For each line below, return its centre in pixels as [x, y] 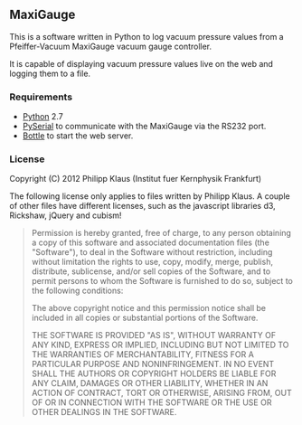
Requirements [41, 97]
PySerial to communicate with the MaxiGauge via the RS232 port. [144, 127]
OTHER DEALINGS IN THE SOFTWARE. [104, 412]
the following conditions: [77, 291]
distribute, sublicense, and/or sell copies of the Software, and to [151, 271]
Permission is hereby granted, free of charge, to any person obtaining [161, 233]
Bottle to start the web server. [78, 136]
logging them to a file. [50, 73]
